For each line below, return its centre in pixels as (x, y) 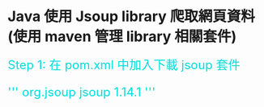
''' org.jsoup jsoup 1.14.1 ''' (82, 92)
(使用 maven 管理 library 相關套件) (122, 37)
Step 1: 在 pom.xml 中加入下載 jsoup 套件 (124, 65)
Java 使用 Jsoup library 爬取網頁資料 (132, 16)
